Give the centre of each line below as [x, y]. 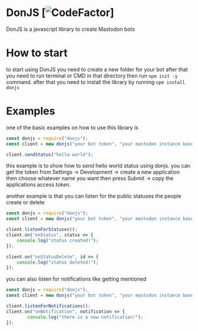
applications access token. [39, 185]
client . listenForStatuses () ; [42, 230]
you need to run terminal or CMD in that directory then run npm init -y [92, 75]
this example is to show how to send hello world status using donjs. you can [98, 166]
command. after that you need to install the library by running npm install [96, 82]
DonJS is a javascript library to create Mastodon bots [71, 29]
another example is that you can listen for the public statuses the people [94, 196]
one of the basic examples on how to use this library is [72, 127]
